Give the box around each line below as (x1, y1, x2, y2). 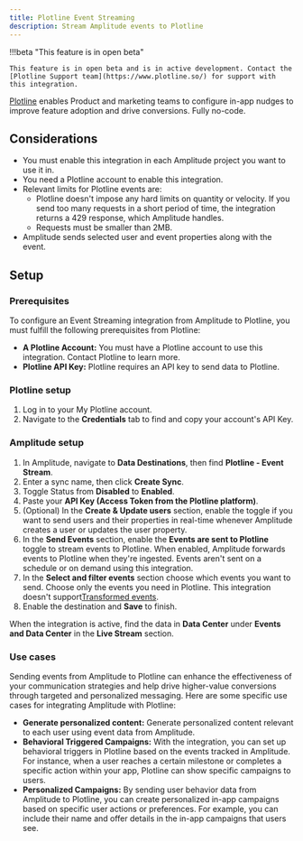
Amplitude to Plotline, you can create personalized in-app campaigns (22, 793, 280, 804)
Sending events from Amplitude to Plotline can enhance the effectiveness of (9, 670, 293, 681)
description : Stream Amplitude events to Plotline (9, 22, 204, 31)
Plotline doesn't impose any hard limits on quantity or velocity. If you (35, 193, 290, 204)
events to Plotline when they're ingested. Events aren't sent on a (22, 552, 262, 564)
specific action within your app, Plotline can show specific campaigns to (22, 764, 291, 776)
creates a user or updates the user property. (22, 524, 188, 535)
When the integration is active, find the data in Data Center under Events (9, 618, 281, 629)
